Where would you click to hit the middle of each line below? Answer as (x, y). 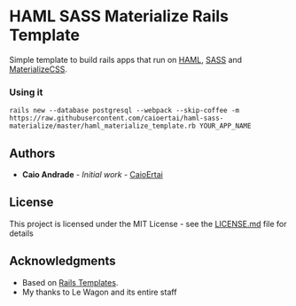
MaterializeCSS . (39, 69)
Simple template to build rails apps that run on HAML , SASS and (125, 59)
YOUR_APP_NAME (225, 126)
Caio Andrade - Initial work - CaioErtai (93, 175)
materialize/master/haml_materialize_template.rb (103, 126)
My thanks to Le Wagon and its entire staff (99, 292)
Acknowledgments (63, 261)
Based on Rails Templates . (70, 282)
